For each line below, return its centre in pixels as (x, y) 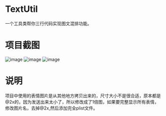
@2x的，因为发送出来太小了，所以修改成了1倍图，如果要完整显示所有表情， (82, 102)
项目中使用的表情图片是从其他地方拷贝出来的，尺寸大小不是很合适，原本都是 (83, 96)
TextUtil (21, 9)
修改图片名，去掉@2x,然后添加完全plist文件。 (51, 108)
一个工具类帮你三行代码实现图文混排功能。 (48, 23)
